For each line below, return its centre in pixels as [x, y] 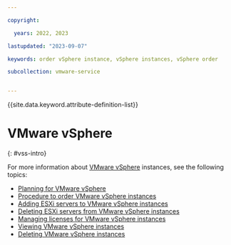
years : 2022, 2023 [41, 33]
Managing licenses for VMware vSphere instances [92, 219]
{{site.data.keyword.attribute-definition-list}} [73, 105]
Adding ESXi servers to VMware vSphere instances [93, 204]
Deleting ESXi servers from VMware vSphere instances [98, 211]
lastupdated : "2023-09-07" [47, 46]
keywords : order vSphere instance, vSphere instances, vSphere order [113, 59]
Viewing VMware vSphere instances [71, 226]
